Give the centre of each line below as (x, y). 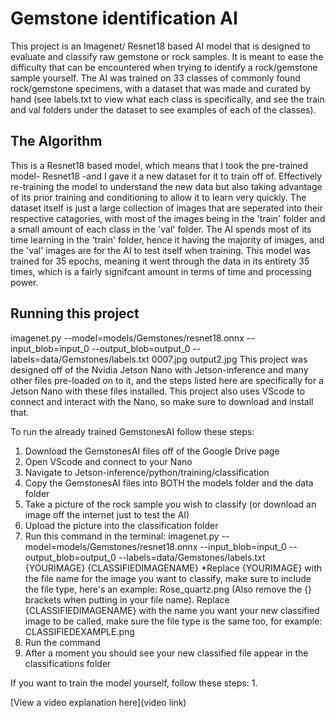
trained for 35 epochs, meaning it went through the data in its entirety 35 (160, 261)
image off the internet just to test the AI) (107, 514)
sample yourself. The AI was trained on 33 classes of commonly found (155, 78)
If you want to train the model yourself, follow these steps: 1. (134, 683)
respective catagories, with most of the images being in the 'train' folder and (168, 218)
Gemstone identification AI (124, 18)
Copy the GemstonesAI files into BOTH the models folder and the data (169, 483)
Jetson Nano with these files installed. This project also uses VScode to (158, 391)
